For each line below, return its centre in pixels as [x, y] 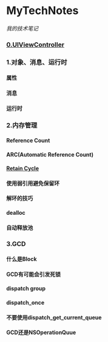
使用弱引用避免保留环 [33, 183]
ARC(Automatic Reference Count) [50, 154]
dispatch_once [25, 302]
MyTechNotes [42, 11]
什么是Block [22, 259]
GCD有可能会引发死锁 [33, 274]
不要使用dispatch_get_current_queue [54, 317]
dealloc [16, 213]
